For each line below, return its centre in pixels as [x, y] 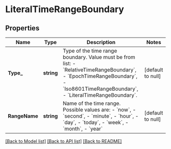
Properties [22, 28]
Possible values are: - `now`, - [99, 110]
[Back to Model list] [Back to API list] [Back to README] [64, 141]
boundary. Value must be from [99, 57]
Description [101, 42]
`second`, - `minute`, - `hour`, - [101, 116]
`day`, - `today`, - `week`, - [96, 122]
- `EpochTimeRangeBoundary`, [100, 76]
